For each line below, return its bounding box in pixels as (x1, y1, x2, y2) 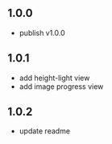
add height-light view (19, 73, 90, 83)
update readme (19, 126, 70, 136)
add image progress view (19, 81, 104, 91)
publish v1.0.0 (19, 28, 65, 37)
